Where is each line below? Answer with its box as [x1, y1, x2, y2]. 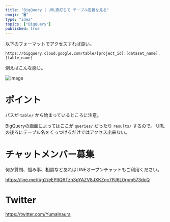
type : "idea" [5, 17, 33, 22]
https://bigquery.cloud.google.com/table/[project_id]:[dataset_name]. [5, 51, 160, 56]
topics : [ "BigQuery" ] [5, 21, 51, 27]
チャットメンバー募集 [5, 149, 95, 160]
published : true [5, 26, 40, 31]
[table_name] [5, 55, 33, 61]
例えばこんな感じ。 [5, 65, 46, 71]
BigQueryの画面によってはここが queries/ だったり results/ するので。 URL [5, 123, 165, 129]
